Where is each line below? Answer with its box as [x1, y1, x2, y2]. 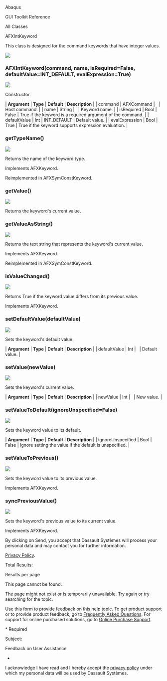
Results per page [5, 571, 40, 577]
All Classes [5, 23, 28, 29]
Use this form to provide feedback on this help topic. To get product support [5, 606, 162, 612]
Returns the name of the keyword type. [5, 156, 86, 162]
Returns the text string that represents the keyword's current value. [5, 241, 144, 247]
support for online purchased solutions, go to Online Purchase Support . [5, 616, 152, 622]
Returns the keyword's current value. [5, 208, 81, 214]
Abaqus [5, 4, 21, 10]
